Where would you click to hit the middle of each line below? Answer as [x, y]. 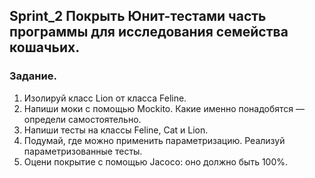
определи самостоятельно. [82, 119]
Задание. [33, 76]
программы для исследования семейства [149, 32]
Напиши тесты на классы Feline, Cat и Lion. [116, 130]
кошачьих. [45, 47]
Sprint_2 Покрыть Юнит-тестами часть [138, 16]
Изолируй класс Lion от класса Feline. [105, 98]
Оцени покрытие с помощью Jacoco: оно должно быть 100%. [156, 161]
